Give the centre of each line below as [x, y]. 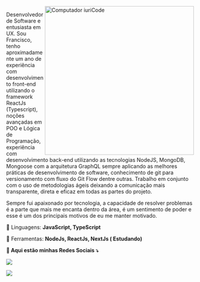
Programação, [24, 141]
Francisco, [19, 40]
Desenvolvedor [25, 15]
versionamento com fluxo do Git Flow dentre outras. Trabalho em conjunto [97, 179]
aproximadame [24, 52]
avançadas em [24, 122]
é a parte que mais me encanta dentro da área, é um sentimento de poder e [99, 209]
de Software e [24, 21]
